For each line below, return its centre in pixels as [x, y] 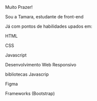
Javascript [16, 55]
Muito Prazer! [19, 7]
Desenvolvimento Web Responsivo [41, 65]
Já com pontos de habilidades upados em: [49, 26]
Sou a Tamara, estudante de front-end [44, 17]
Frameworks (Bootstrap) [30, 93]
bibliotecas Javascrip [27, 74]
